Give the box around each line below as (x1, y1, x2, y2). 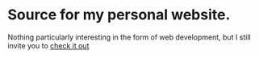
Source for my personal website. (7, 6, 231, 24)
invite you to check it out (7, 40, 90, 50)
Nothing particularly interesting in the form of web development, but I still (7, 32, 251, 42)
